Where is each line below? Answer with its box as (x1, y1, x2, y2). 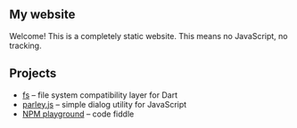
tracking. (9, 40, 42, 51)
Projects (9, 66, 57, 81)
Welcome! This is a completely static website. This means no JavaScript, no (9, 30, 288, 41)
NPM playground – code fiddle (21, 108, 135, 119)
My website (9, 7, 76, 22)
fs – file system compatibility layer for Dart (21, 89, 178, 100)
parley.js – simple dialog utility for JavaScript (21, 99, 187, 109)
